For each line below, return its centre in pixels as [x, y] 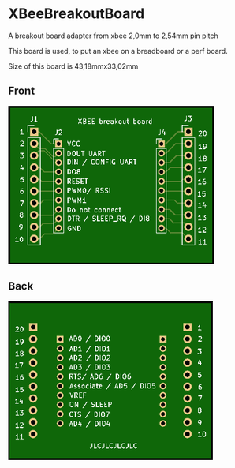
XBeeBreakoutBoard [76, 14]
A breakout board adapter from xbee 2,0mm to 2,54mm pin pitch [113, 36]
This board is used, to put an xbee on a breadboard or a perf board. [118, 51]
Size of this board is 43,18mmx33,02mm [73, 66]
